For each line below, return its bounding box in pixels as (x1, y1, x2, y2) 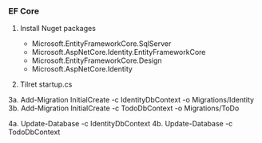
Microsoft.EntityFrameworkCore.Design (31, 56, 162, 65)
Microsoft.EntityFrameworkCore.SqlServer (31, 39, 172, 48)
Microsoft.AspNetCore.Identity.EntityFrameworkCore (31, 48, 206, 57)
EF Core (8, 6, 40, 17)
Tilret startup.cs (19, 79, 73, 89)
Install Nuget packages (19, 24, 96, 33)
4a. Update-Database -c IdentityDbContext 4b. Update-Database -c (8, 119, 233, 129)
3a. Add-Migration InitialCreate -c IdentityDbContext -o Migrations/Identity (8, 95, 254, 105)
